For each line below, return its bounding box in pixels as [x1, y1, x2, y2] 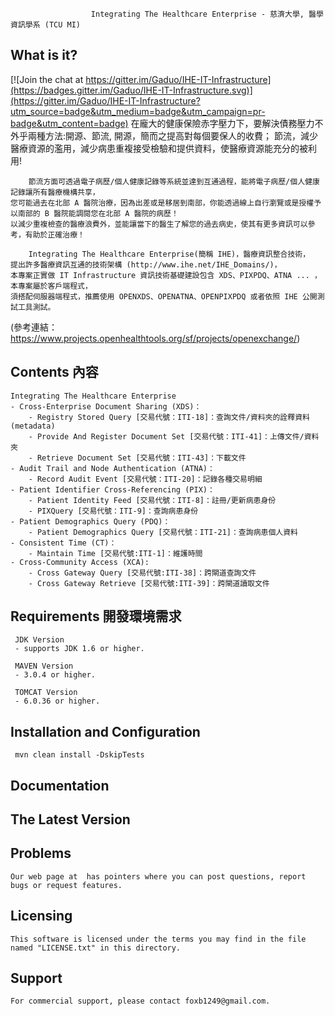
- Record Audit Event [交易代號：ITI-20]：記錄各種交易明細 [28, 474, 263, 484]
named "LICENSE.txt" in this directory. [10, 943, 182, 953]
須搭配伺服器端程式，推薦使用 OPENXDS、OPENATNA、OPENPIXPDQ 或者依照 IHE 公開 [10, 291, 318, 302]
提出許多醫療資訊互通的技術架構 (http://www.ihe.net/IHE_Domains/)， [10, 259, 282, 270]
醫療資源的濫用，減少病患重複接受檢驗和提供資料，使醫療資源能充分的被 [10, 142, 308, 154]
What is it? [10, 47, 78, 64]
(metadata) [10, 421, 56, 431]
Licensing [10, 908, 73, 925]
